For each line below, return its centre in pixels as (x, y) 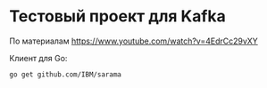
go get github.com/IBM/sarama (66, 74)
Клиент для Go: (38, 58)
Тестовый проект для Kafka (117, 16)
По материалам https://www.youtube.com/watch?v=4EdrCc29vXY (134, 41)
